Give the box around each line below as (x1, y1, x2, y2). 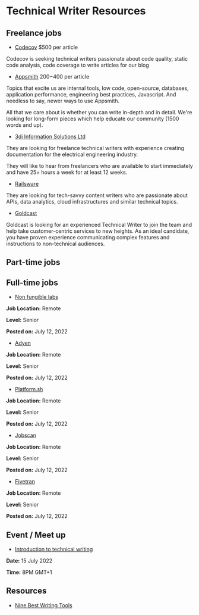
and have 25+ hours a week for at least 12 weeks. (6, 168, 128, 176)
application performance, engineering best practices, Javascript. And (6, 91, 176, 98)
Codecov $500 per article (14, 43, 78, 51)
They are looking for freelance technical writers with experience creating (6, 145, 185, 151)
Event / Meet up (6, 530, 66, 540)
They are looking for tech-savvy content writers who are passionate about (6, 192, 188, 199)
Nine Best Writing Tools (14, 601, 72, 608)
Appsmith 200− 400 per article (14, 73, 90, 80)
